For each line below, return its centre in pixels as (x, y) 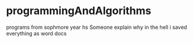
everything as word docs (36, 33)
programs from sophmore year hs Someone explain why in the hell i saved (97, 27)
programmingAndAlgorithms (79, 11)
